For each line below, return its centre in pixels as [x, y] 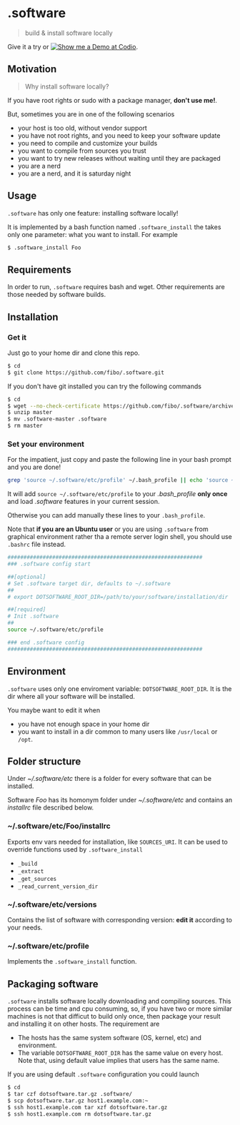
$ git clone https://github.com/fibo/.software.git [86, 373]
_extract [31, 871]
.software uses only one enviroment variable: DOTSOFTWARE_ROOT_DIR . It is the [120, 688]
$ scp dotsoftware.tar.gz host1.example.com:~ [78, 1101]
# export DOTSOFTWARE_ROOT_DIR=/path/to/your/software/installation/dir [118, 597]
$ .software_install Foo [44, 248]
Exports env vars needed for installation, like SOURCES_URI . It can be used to [118, 842]
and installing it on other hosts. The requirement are [84, 1024]
